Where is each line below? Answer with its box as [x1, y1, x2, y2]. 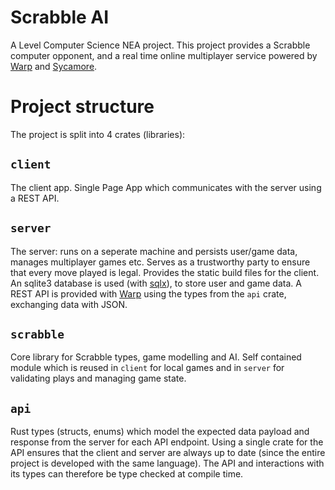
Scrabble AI [10, 6, 110, 29]
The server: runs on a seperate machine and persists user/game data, [10, 245, 298, 257]
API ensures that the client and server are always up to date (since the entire [10, 447, 326, 459]
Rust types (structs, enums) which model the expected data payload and [10, 426, 310, 438]
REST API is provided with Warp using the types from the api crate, [10, 287, 287, 300]
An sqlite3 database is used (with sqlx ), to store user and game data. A [10, 277, 302, 289]
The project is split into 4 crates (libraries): [10, 128, 186, 140]
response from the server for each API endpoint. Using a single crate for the [10, 436, 324, 448]
